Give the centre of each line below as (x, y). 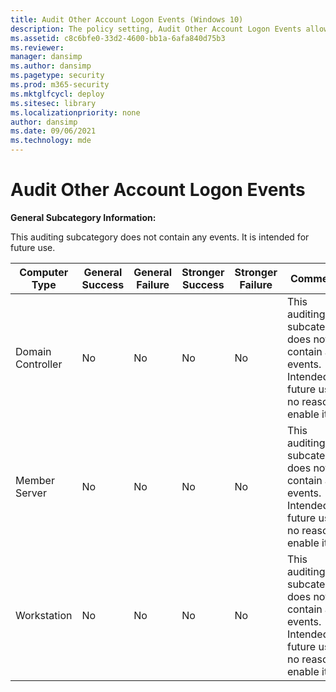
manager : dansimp (46, 57)
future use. (33, 247)
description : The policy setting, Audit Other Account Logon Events (156, 29)
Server (31, 493)
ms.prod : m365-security (60, 85)
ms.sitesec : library (53, 103)
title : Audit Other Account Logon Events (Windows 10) (127, 19)
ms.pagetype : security (57, 76)
